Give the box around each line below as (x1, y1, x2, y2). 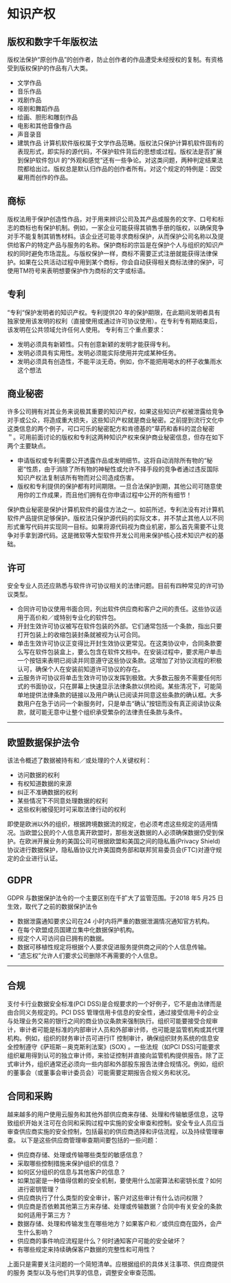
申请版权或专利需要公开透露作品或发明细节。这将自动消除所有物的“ (16, 456, 207, 465)
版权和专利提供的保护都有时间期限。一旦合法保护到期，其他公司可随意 (16, 483, 217, 491)
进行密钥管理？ (16, 1185, 60, 1193)
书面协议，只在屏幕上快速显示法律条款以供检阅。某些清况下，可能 (29, 682, 217, 690)
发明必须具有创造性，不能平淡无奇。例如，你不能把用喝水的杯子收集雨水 (16, 357, 222, 365)
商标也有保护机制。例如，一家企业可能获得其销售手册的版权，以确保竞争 (19, 223, 224, 231)
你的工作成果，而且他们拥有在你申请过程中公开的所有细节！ (23, 491, 192, 499)
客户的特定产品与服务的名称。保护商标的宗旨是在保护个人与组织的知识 (19, 240, 218, 248)
